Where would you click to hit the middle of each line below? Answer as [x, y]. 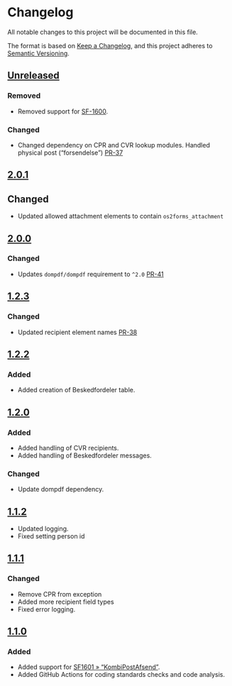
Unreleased [34, 76]
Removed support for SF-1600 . [63, 111]
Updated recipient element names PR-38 [77, 332]
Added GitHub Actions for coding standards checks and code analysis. [121, 675]
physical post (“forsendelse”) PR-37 [70, 153]
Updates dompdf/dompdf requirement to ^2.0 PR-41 [91, 274]
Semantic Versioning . [38, 53]
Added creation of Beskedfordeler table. [76, 390]
